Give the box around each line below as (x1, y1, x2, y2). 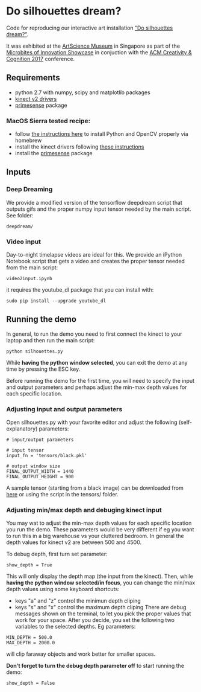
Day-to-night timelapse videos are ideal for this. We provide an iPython (6, 251, 182, 258)
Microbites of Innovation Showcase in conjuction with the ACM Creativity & (6, 48, 193, 56)
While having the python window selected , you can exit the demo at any (6, 359, 188, 366)
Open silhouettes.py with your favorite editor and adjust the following (6, 418, 178, 426)
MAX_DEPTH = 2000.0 (6, 640, 55, 646)
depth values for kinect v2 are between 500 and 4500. (6, 539, 142, 546)
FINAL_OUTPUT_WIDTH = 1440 (6, 469, 74, 475)
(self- (178, 418, 193, 426)
